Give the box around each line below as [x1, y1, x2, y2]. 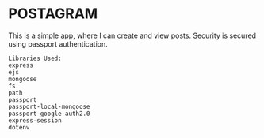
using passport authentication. [8, 39, 109, 48]
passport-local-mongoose [8, 103, 90, 110]
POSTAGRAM [8, 5, 98, 23]
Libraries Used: [8, 54, 62, 62]
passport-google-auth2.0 [8, 110, 90, 117]
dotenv [8, 123, 30, 131]
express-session [8, 116, 62, 125]
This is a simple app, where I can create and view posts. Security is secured [8, 31, 256, 40]
